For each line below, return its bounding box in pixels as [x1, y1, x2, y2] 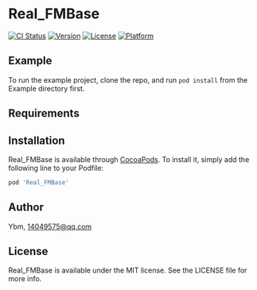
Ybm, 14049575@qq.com [8, 222, 92, 231]
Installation [8, 133, 65, 147]
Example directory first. [8, 83, 85, 93]
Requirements [8, 106, 80, 120]
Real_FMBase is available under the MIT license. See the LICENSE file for [8, 265, 247, 275]
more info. [8, 274, 42, 284]
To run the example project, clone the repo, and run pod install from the [8, 75, 248, 84]
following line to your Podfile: [8, 163, 104, 172]
